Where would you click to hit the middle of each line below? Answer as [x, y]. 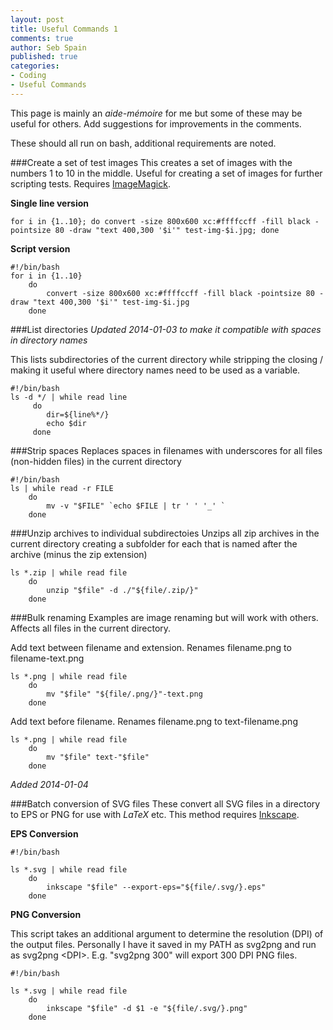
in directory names [49, 340]
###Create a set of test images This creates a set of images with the [151, 162]
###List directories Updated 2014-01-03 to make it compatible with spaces [166, 329]
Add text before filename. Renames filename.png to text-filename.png [154, 721]
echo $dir [66, 423]
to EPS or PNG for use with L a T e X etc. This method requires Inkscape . [155, 814]
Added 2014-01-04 [49, 784]
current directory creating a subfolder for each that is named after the [154, 543]
